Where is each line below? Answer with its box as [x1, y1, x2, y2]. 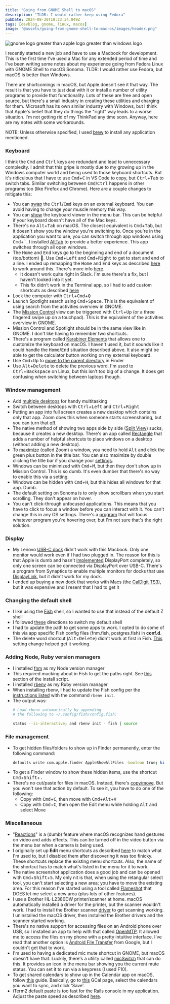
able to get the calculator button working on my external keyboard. [12, 352, 152, 358]
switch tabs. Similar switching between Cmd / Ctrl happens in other [5, 180, 145, 186]
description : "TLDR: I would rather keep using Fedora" [5, 12, 125, 17]
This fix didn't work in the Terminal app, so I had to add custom [20, 282, 152, 288]
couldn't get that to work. [12, 945, 66, 951]
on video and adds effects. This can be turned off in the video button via [12, 836, 164, 842]
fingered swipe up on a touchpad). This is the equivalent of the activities [12, 315, 164, 321]
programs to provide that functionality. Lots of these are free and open [5, 92, 152, 99]
